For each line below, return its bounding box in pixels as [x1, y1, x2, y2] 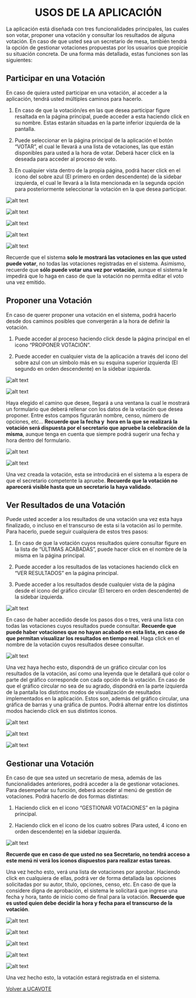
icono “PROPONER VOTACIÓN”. [14, 341, 91, 349]
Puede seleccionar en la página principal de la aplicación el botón [14, 137, 173, 144]
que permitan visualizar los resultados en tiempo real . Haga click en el [6, 635, 180, 642]
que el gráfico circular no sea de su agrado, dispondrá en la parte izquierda [6, 682, 188, 689]
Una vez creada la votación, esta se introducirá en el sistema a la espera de [6, 471, 188, 478]
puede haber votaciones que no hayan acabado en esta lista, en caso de [6, 628, 185, 636]
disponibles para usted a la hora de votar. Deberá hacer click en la [14, 149, 174, 156]
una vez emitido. [6, 279, 46, 286]
